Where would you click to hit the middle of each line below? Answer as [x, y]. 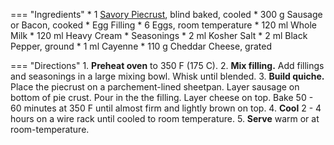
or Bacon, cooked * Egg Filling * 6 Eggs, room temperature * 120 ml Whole [164, 25]
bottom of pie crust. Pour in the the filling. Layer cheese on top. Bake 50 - [162, 97]
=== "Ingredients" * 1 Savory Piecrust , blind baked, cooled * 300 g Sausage [166, 14]
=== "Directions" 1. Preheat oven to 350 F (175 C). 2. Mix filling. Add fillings [167, 65]
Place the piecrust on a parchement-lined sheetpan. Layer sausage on [155, 87]
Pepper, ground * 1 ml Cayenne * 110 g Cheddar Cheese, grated [141, 46]
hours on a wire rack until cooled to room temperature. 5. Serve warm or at [165, 118]
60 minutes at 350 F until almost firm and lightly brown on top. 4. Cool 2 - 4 [166, 108]
